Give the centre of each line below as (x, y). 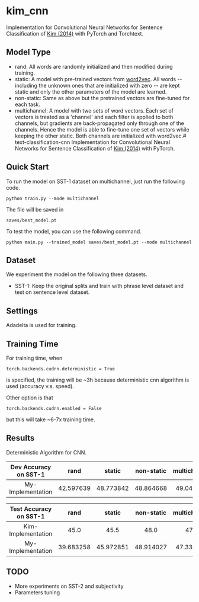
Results (20, 438)
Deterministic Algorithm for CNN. (46, 452)
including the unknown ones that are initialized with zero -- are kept (97, 85)
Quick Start (28, 167)
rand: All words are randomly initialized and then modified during (94, 66)
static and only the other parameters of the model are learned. (91, 92)
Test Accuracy (31, 509)
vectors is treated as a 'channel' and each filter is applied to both (94, 117)
